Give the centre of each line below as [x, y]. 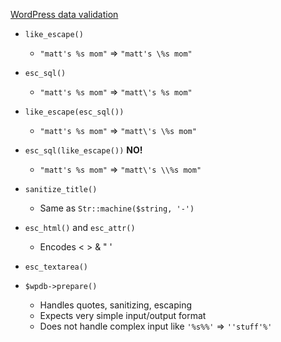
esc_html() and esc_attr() [80, 227]
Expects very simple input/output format [123, 315]
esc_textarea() [56, 267]
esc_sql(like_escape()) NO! [83, 150]
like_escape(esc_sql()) [74, 112]
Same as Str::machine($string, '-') [117, 208]
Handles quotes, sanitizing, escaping [115, 305]
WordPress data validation [64, 14]
